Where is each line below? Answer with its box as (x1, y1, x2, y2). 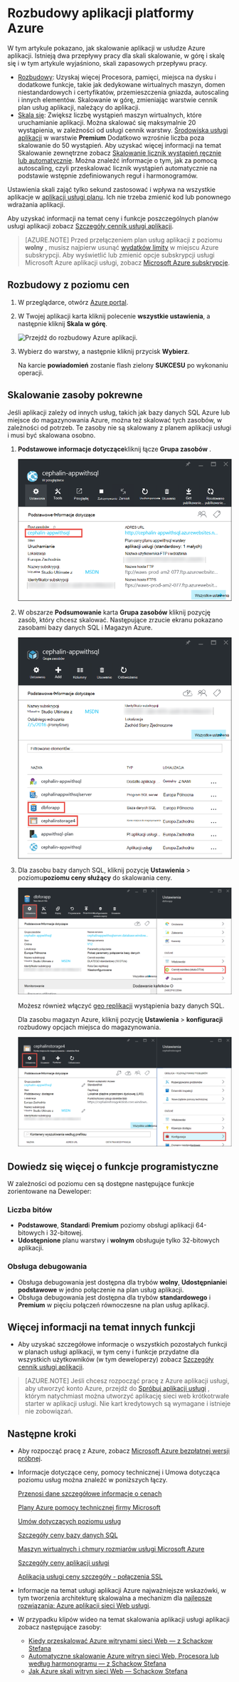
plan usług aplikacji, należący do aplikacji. (17, 103, 141, 111)
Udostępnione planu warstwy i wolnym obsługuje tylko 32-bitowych (17, 1236, 220, 1245)
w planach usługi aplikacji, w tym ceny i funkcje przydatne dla (17, 1347, 199, 1357)
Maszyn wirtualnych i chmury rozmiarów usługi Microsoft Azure (17, 1545, 205, 1554)
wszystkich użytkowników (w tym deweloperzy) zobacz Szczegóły (17, 1355, 214, 1364)
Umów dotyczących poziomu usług (17, 1517, 122, 1526)
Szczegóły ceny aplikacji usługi (17, 1559, 110, 1567)
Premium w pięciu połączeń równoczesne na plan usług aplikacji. (17, 1300, 210, 1309)
